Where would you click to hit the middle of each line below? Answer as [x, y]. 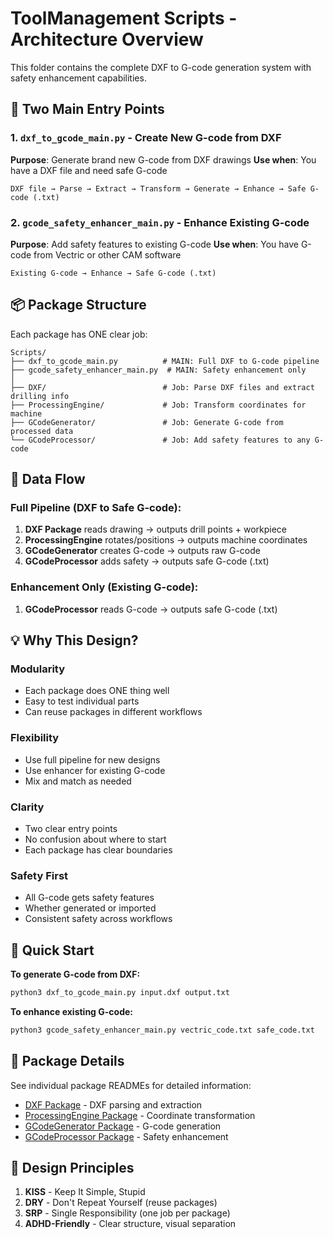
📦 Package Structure [78, 305]
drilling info [40, 396]
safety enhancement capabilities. [78, 78]
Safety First [39, 875]
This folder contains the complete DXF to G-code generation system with [161, 67]
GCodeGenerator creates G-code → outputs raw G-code [142, 551]
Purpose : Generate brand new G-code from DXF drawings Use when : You [163, 159]
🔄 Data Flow [48, 479]
